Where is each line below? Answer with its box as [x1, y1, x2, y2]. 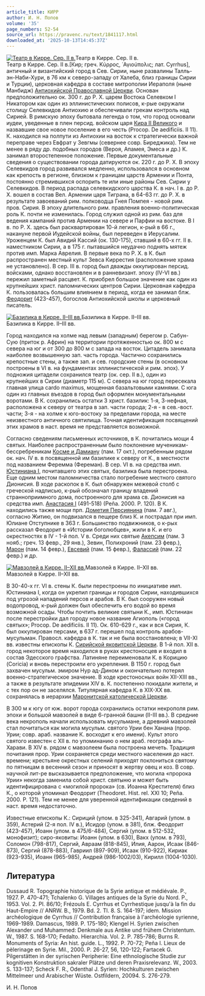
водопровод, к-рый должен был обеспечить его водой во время [6, 602, 176, 609]
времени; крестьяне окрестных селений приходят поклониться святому [6, 757, 197, 764]
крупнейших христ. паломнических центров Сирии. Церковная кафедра [6, 282, 196, 289]
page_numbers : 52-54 [6, 26, 59, 32]
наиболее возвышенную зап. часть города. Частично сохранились [6, 352, 182, 358]
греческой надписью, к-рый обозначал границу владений [6, 487, 158, 494]
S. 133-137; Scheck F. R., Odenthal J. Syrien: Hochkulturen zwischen [6, 965, 179, 973]
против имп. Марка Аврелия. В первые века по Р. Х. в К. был [6, 249, 166, 257]
